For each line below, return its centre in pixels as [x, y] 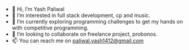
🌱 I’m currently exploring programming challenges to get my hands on [97, 21]
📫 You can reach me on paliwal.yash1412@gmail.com [78, 41]
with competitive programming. [50, 28]
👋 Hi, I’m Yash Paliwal [38, 9]
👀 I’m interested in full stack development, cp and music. [81, 15]
